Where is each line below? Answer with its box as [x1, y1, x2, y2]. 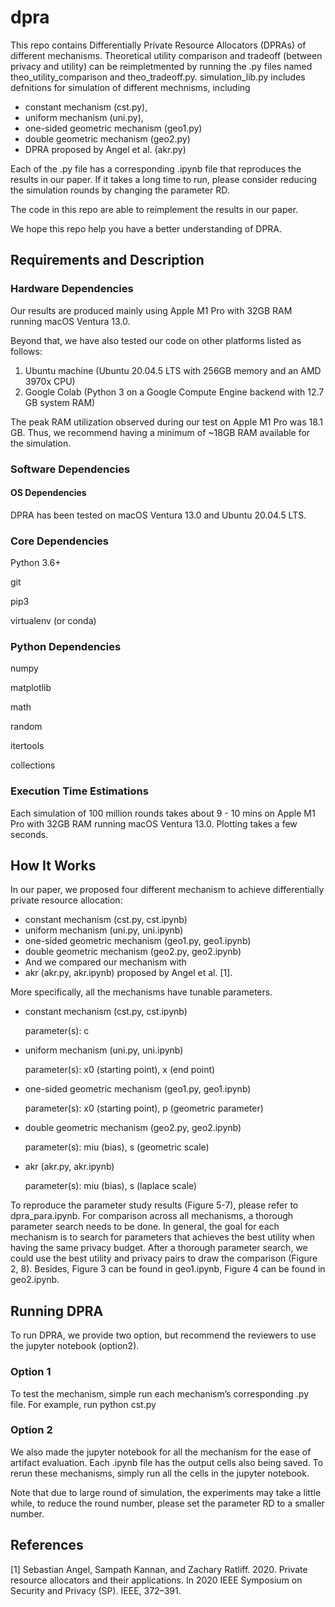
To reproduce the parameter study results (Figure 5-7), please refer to [10, 1199, 299, 1211]
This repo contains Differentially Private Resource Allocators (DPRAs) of [10, 39, 307, 51]
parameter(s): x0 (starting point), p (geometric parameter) [24, 1102, 264, 1115]
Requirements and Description [10, 252, 205, 269]
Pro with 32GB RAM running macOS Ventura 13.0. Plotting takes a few [10, 817, 298, 830]
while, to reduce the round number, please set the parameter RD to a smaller [10, 1497, 325, 1509]
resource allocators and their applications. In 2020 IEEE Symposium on [10, 1574, 303, 1586]
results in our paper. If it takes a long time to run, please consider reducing [10, 173, 318, 185]
